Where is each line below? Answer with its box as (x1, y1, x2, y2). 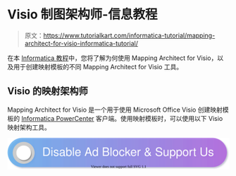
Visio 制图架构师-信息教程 (7, 6, 158, 23)
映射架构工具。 (7, 123, 51, 131)
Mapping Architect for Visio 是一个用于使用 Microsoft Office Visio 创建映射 (7, 105, 223, 114)
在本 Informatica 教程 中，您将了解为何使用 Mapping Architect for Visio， (7, 54, 218, 62)
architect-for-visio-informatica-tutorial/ (24, 39, 139, 47)
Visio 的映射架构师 (7, 86, 88, 98)
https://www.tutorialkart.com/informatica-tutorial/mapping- (43, 31, 216, 40)
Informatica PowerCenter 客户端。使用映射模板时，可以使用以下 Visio (20, 114, 223, 122)
